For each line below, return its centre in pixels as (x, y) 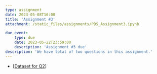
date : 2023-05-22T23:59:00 (43, 43)
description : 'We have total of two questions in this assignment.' (79, 52)
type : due (25, 38)
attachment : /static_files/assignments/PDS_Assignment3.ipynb (72, 24)
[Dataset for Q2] (30, 66)
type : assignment (24, 10)
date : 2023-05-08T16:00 (30, 15)
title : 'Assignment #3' (30, 19)
